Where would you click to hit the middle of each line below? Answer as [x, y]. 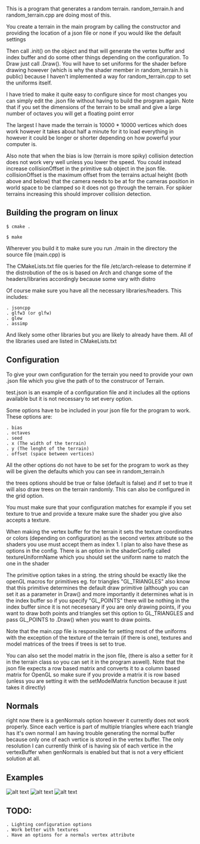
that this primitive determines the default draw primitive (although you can [97, 588]
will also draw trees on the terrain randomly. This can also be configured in [98, 489]
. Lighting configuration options [49, 825]
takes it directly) [26, 687]
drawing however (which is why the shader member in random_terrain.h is [97, 70]
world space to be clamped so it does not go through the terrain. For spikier [99, 187]
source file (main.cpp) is [36, 255]
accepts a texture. [28, 520]
